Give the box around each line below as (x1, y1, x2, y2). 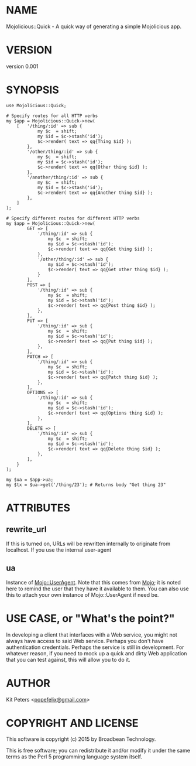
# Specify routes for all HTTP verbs (6, 112, 98, 119)
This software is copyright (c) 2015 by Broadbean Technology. (6, 736, 156, 743)
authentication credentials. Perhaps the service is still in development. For (6, 644, 184, 651)
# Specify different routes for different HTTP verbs (6, 215, 140, 221)
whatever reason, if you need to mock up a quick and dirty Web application (6, 649, 187, 656)
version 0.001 (6, 63, 39, 70)
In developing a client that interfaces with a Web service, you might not (6, 631, 177, 638)
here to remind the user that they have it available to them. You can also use (6, 585, 189, 592)
